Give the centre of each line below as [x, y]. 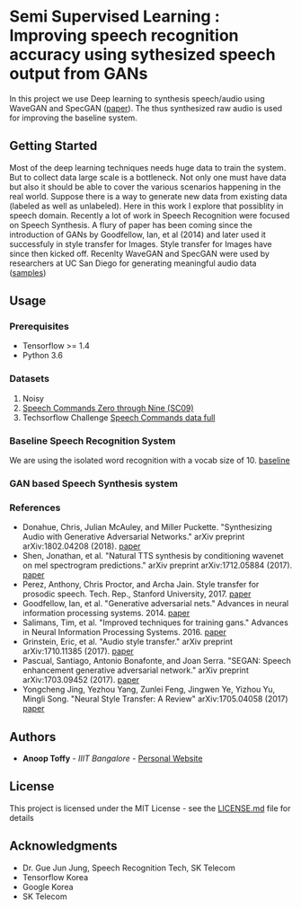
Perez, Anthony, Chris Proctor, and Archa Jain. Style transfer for [141, 585]
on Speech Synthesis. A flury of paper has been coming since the [131, 225]
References [35, 507]
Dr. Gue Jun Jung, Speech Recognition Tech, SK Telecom [128, 868]
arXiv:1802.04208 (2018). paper [81, 546]
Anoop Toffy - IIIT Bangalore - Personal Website [112, 759]
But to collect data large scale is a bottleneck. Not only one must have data [148, 177]
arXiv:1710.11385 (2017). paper [78, 651]
